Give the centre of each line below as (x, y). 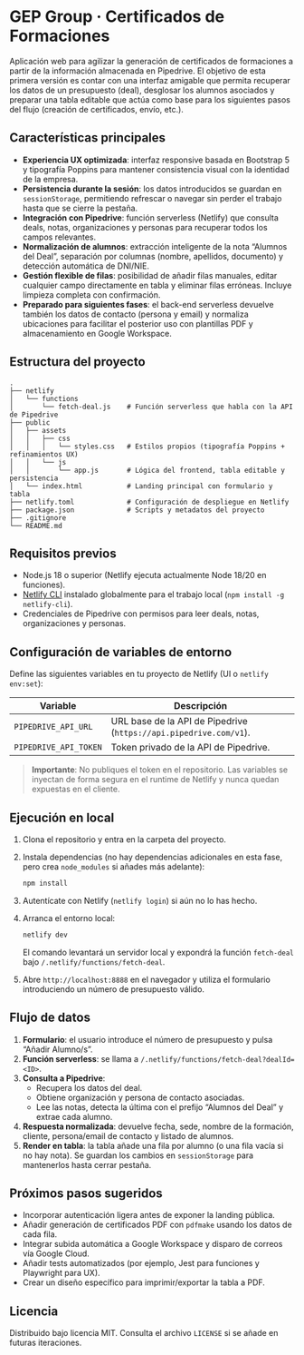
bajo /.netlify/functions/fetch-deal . (94, 962)
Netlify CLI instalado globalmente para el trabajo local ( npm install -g (153, 594)
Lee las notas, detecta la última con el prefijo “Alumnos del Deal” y (160, 1107)
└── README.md (36, 525)
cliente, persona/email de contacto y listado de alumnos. (128, 1135)
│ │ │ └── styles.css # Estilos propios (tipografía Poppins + (147, 447)
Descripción (200, 706)
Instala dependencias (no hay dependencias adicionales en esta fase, (152, 857)
